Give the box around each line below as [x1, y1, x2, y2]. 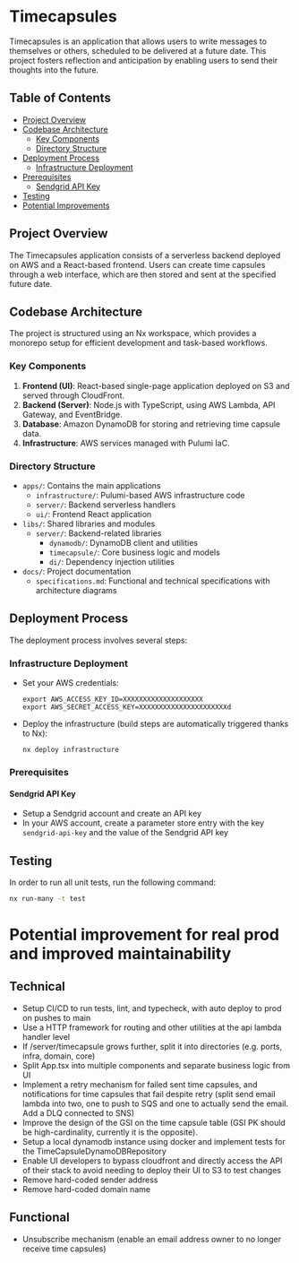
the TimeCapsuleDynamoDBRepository [21, 1146, 167, 1156]
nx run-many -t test [9, 895, 87, 904]
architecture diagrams [35, 584, 117, 595]
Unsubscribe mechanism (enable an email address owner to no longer [21, 1233, 282, 1244]
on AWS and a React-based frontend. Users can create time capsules [9, 259, 266, 270]
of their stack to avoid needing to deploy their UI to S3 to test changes [21, 1164, 282, 1175]
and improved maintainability [9, 944, 232, 965]
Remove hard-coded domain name [21, 1183, 150, 1194]
